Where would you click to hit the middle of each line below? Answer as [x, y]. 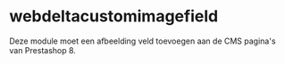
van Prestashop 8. [42, 50]
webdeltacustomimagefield [114, 16]
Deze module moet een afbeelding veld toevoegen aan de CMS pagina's [142, 41]
